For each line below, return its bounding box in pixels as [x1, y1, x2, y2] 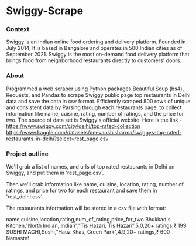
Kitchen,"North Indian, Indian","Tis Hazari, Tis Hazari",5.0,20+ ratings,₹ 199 [6, 222, 187, 230]
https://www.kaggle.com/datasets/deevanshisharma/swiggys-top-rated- [6, 129, 182, 136]
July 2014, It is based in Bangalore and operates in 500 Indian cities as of [6, 45, 183, 52]
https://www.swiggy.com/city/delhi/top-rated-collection [6, 122, 141, 130]
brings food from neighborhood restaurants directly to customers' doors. [6, 57, 182, 64]
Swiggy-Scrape [6, 4, 84, 18]
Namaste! [6, 235, 29, 242]
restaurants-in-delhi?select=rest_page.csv [6, 135, 109, 142]
